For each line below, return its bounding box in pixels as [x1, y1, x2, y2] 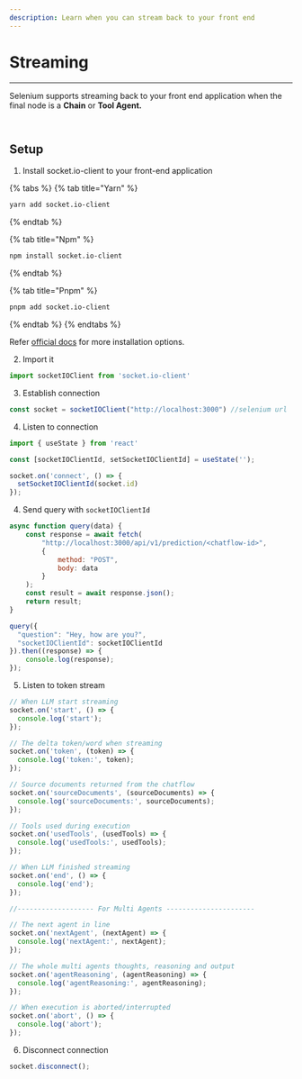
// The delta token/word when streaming [9, 739, 164, 748]
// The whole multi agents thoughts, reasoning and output [9, 961, 235, 971]
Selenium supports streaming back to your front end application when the [9, 90, 283, 101]
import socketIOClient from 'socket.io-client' [9, 371, 191, 380]
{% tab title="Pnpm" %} [9, 286, 98, 296]
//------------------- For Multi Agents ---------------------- [9, 904, 255, 913]
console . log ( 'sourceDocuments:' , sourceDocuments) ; [17, 796, 216, 806]
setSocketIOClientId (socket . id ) [17, 479, 139, 489]
